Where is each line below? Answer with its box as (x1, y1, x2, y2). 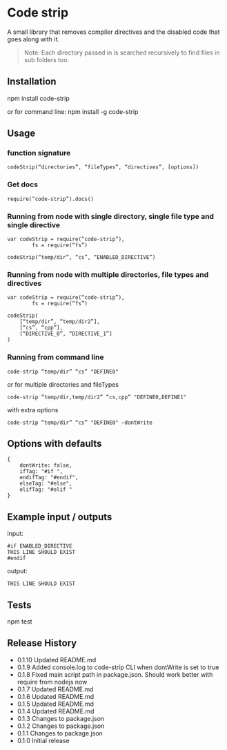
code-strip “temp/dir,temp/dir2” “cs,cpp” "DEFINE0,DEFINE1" (7, 394, 187, 401)
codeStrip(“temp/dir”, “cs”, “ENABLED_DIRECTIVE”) (7, 254, 156, 261)
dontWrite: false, (19, 462, 72, 469)
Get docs (7, 180, 39, 189)
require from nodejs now (17, 677, 88, 686)
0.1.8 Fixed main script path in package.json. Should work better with (17, 670, 213, 678)
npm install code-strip (7, 94, 70, 102)
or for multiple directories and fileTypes (7, 380, 119, 388)
